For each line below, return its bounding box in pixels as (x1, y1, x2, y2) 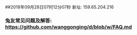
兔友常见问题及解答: (5, 17, 52, 24)
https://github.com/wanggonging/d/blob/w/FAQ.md (5, 23, 132, 30)
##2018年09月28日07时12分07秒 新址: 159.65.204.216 (5, 4, 114, 10)
